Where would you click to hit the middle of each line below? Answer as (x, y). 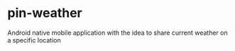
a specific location (34, 40)
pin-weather (45, 13)
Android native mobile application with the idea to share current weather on (118, 33)
